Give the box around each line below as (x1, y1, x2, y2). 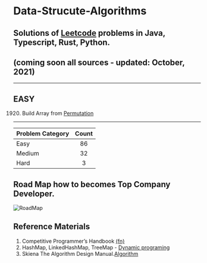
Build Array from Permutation (21, 110, 94, 117)
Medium (16, 149, 39, 157)
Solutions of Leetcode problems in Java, (13, 28, 166, 38)
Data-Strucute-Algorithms (13, 4, 147, 18)
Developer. (13, 188, 55, 199)
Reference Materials (13, 222, 90, 232)
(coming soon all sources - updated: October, (13, 57, 185, 67)
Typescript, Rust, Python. (13, 37, 110, 47)
